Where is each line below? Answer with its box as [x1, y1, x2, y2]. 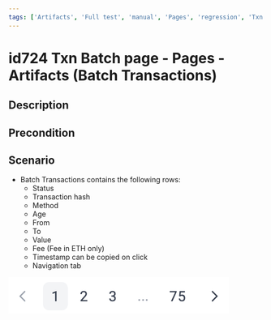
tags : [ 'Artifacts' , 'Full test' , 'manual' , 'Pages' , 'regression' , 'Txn [8, 13, 264, 21]
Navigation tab [32, 261, 82, 271]
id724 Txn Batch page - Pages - [8, 49, 226, 67]
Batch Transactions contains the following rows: [19, 175, 181, 185]
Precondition [8, 126, 75, 139]
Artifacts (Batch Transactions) [8, 66, 217, 84]
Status [32, 183, 54, 194]
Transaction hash [32, 192, 91, 202]
